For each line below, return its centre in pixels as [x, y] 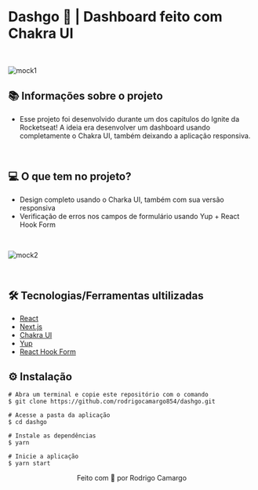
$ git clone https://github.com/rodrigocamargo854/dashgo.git [112, 402]
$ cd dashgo [27, 422]
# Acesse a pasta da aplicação [59, 415]
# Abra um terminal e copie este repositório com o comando [109, 395]
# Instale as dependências [52, 436]
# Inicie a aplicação [44, 457]
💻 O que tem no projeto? [70, 177]
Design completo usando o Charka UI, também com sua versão [122, 199]
